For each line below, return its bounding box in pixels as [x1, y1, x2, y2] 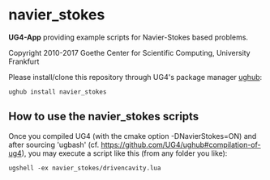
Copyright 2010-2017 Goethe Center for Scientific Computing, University [8, 48, 251, 57]
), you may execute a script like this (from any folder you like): [21, 148, 228, 158]
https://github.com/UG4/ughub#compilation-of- [101, 140, 261, 149]
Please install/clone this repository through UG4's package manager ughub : [8, 72, 263, 82]
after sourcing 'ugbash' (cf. [8, 140, 100, 149]
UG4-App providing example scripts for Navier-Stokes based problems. [8, 32, 249, 42]
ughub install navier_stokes [8, 87, 107, 96]
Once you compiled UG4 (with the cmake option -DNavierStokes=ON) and [8, 131, 257, 140]
